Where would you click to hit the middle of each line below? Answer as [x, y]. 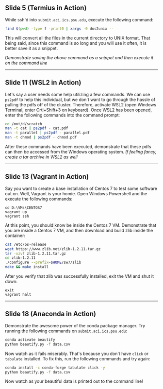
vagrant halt [18, 295]
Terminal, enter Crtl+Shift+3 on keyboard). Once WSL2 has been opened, [78, 110]
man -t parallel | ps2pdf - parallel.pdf [48, 133]
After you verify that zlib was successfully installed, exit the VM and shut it [80, 276]
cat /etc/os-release [26, 244]
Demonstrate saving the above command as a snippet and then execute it [79, 57]
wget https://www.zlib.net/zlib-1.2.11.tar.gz [53, 249]
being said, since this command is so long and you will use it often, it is [76, 43]
